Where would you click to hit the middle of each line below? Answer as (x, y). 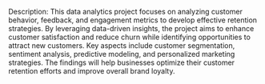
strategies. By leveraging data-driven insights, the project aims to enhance (131, 28)
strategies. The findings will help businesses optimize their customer (121, 62)
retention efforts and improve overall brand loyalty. (92, 71)
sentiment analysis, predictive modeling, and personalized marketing (122, 54)
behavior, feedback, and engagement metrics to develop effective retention (133, 20)
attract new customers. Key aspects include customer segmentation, (122, 46)
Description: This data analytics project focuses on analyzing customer (125, 12)
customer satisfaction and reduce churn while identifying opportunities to (129, 37)
